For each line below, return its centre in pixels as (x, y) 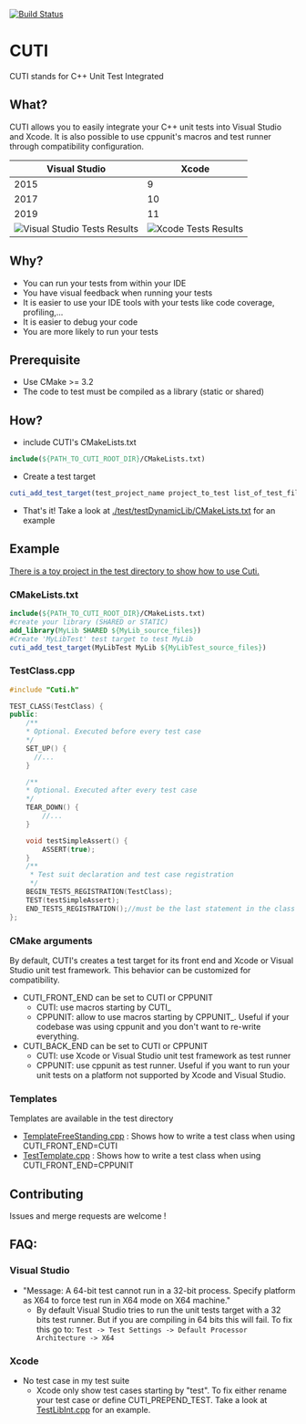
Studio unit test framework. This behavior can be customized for (130, 970)
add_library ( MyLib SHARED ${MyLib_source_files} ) (106, 630)
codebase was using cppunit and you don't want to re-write (148, 1026)
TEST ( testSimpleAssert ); (73, 900)
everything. (57, 1036)
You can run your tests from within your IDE (104, 283)
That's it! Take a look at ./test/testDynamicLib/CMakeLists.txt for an (149, 510)
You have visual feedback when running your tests (117, 293)
